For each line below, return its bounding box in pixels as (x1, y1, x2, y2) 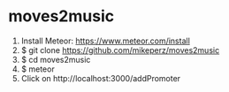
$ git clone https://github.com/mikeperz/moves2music (20, 44, 220, 55)
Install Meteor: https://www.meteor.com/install (20, 35, 191, 46)
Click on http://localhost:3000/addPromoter (20, 73, 181, 83)
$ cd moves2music (20, 54, 91, 65)
